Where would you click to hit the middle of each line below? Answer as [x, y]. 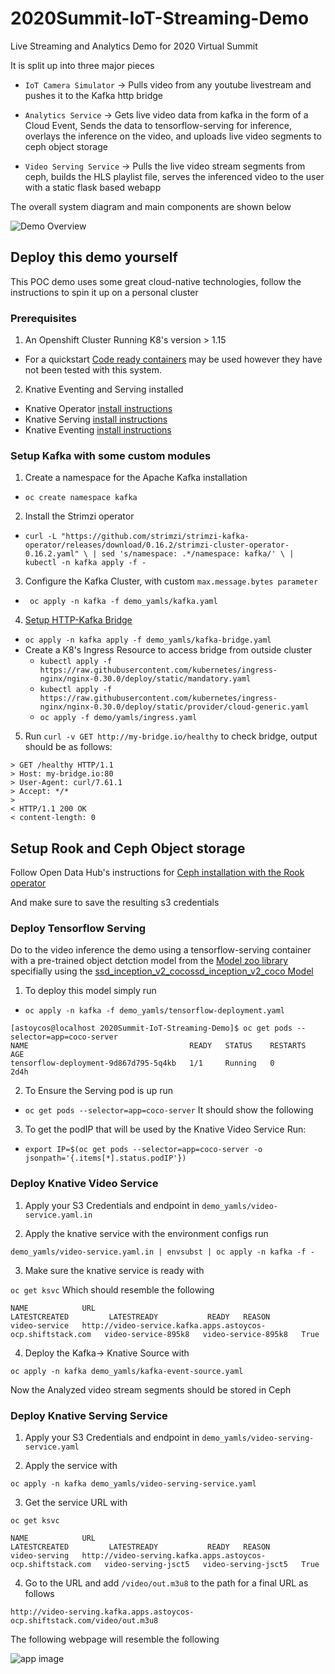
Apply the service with [71, 1466]
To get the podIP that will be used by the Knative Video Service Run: [165, 1129]
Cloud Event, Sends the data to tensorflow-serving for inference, [158, 125]
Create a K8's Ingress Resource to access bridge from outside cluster [168, 650]
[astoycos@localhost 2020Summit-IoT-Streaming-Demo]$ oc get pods [151, 1028]
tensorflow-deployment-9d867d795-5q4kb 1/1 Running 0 [142, 1063]
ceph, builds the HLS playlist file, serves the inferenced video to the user [174, 176]
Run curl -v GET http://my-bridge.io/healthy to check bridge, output [171, 736]
